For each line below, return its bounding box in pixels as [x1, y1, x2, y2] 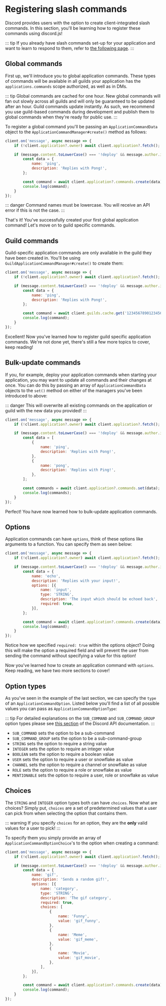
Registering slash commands [5, 3, 127, 15]
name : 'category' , [40, 886, 79, 891]
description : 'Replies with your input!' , [31, 578, 121, 583]
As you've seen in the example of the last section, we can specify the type [5, 695, 157, 701]
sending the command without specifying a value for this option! [5, 653, 136, 659]
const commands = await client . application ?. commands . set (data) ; [23, 486, 161, 491]
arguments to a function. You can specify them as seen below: [5, 541, 132, 547]
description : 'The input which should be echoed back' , [40, 597, 158, 602]
